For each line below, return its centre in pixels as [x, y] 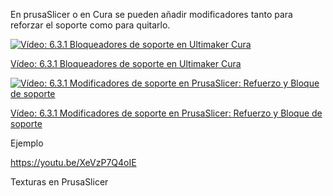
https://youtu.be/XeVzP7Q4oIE [73, 162]
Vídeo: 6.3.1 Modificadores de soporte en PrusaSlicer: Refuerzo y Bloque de [166, 113]
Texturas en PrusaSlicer [59, 182]
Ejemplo [27, 143]
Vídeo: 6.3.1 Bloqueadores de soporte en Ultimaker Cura [126, 63]
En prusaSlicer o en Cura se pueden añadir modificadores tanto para [151, 14]
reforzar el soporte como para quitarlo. [90, 25]
